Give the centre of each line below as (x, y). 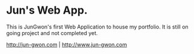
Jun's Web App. (47, 10)
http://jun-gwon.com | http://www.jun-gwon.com (67, 45)
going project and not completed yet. (52, 33)
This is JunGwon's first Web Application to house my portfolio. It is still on (97, 27)
